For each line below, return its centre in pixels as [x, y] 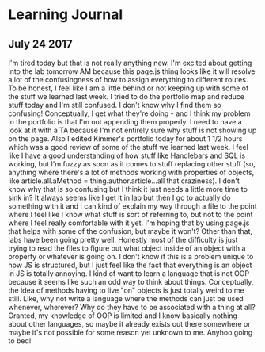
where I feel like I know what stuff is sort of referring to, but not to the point [131, 214]
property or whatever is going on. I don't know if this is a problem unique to [131, 256]
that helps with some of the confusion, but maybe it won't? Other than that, [131, 231]
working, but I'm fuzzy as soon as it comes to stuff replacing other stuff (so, [132, 164]
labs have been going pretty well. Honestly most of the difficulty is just [123, 240]
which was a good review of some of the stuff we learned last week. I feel [129, 147]
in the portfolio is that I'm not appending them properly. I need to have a [125, 122]
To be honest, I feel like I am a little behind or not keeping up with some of [129, 88]
